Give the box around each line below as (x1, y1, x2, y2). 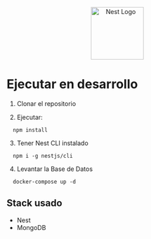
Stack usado (6, 197, 63, 210)
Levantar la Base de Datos (16, 165, 93, 173)
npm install (13, 126, 48, 133)
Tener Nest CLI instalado (16, 139, 88, 147)
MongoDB (16, 223, 46, 231)
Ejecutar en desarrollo (6, 76, 138, 93)
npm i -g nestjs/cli (13, 152, 73, 159)
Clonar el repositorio (16, 99, 77, 108)
